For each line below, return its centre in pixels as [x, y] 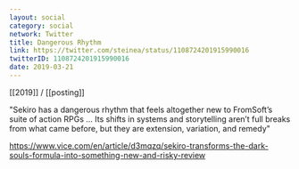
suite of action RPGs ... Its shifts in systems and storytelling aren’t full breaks [150, 119]
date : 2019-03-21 [42, 68]
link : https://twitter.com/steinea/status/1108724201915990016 [129, 51]
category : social [42, 26]
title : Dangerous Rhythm [55, 42]
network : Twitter [42, 34]
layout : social [37, 17]
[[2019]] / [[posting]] [47, 92]
